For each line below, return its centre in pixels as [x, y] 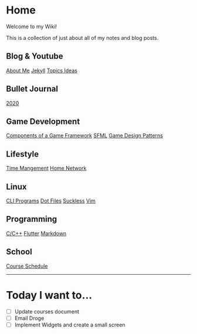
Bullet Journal [32, 89]
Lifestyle [23, 154]
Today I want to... [49, 295]
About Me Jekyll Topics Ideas [42, 70]
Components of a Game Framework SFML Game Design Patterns [84, 136]
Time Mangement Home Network [46, 168]
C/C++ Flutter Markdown [36, 233]
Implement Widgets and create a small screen [70, 325]
